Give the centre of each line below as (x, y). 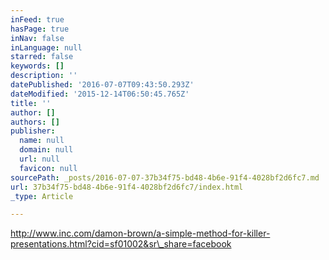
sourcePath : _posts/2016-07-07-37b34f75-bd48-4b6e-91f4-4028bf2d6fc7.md (165, 177)
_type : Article (42, 196)
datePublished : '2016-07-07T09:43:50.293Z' (102, 85)
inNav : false (37, 38)
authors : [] (35, 122)
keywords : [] (37, 66)
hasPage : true (40, 29)
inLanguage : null (46, 47)
